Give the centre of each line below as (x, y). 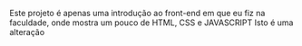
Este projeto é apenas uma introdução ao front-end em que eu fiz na (137, 13)
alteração (27, 32)
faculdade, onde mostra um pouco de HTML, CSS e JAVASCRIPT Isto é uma (151, 23)
